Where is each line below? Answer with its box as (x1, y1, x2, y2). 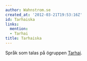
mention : (10, 26, 28, 32)
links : (5, 21, 19, 27)
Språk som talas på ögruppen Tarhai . (5, 49, 82, 56)
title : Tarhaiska (5, 36, 42, 41)
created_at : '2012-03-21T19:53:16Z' (5, 12, 82, 17)
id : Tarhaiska (5, 17, 35, 22)
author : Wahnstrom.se (5, 7, 51, 13)
